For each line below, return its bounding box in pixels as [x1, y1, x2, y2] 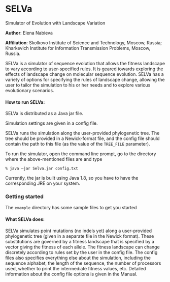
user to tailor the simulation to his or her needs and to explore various [5, 82, 151, 88]
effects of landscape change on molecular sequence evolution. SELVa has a [5, 71, 164, 77]
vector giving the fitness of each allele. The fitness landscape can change [5, 244, 160, 250]
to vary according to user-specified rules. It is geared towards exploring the [5, 66, 163, 72]
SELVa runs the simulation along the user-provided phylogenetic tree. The [5, 130, 160, 136]
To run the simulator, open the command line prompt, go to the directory [5, 151, 156, 157]
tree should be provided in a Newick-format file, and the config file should [5, 135, 160, 142]
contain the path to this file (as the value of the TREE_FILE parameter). [5, 141, 151, 147]
